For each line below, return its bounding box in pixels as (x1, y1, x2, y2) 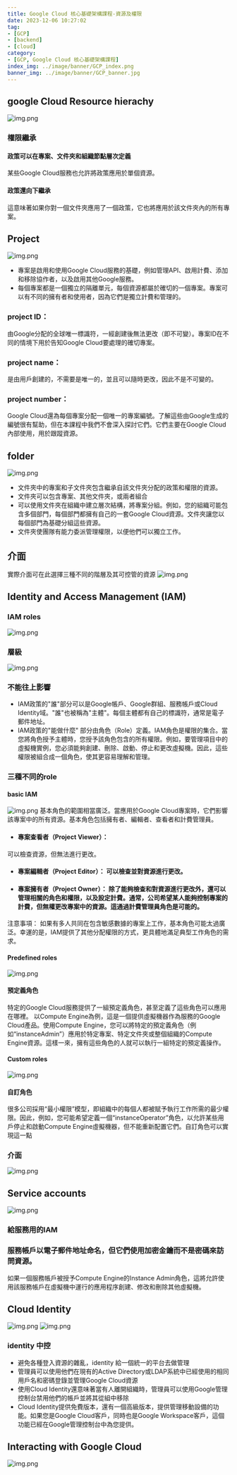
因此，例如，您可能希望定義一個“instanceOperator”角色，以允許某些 (19, 1113, 219, 1122)
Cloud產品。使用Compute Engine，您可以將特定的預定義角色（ (7, 1020, 190, 1029)
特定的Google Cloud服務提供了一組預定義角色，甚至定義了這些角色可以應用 (7, 1003, 227, 1012)
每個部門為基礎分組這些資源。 (17, 519, 104, 527)
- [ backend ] (7, 37, 42, 44)
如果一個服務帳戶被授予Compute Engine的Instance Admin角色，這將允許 (7, 1273, 219, 1282)
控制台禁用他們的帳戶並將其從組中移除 (17, 1393, 129, 1402)
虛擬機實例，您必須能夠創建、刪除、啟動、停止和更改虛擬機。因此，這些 (17, 744, 228, 752)
